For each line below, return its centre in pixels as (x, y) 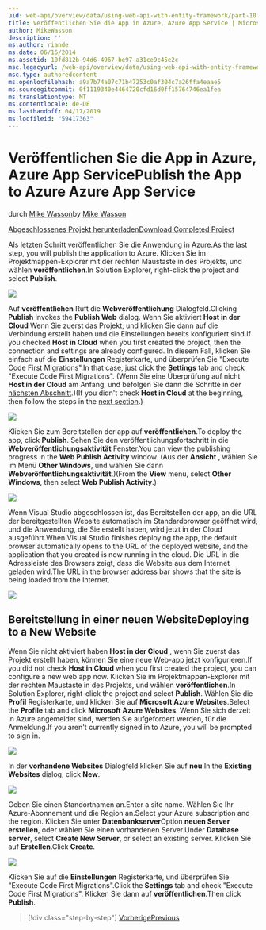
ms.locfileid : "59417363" (51, 119)
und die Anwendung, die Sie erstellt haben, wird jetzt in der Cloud (116, 529)
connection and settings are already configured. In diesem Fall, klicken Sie (129, 351)
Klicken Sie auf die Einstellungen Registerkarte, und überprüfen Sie (119, 877)
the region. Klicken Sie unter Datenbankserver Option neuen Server (119, 821)
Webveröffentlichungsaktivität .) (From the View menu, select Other (120, 474)
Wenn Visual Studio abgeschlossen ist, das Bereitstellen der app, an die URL (133, 512)
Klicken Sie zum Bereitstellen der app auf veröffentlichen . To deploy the (125, 431)
